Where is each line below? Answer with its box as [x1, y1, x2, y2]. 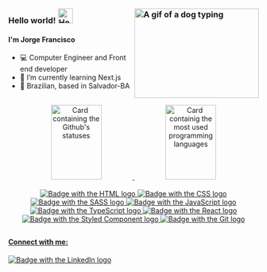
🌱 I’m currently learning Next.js [19, 72, 122, 83]
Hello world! [8, 14, 56, 25]
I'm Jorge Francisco [8, 34, 75, 44]
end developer [19, 64, 68, 74]
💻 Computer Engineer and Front [19, 52, 126, 63]
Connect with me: [8, 237, 69, 247]
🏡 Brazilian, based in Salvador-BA [19, 81, 130, 91]
